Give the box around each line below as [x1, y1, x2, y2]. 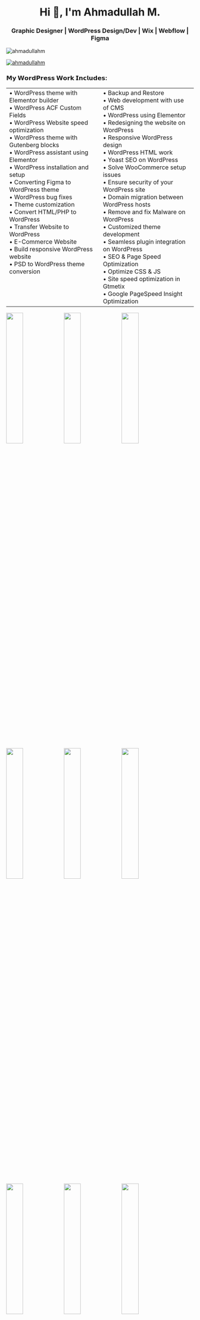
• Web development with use [103, 96, 185, 104]
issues [103, 170, 121, 179]
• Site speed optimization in [103, 274, 180, 283]
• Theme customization [9, 200, 75, 208]
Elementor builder [9, 96, 59, 104]
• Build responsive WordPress [9, 245, 93, 253]
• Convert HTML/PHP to [9, 208, 77, 216]
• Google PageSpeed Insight [103, 289, 183, 298]
